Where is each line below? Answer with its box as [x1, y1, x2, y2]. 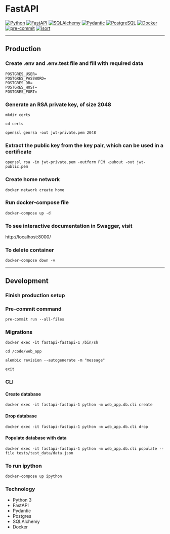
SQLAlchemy [12, 518, 40, 525]
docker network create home [5, 187, 65, 193]
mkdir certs [5, 112, 30, 117]
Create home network [5, 176, 60, 183]
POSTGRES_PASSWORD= [5, 76, 47, 81]
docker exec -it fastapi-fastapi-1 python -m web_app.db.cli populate [5, 446, 157, 451]
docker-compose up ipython [5, 474, 62, 479]
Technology [5, 485, 35, 492]
